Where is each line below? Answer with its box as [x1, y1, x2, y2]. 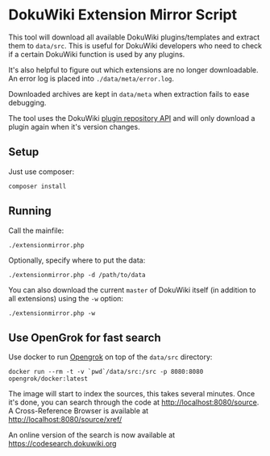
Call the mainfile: [8, 226, 64, 235]
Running [8, 204, 52, 218]
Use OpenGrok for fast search [8, 330, 161, 344]
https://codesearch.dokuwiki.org [8, 439, 117, 449]
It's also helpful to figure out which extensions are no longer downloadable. [8, 64, 259, 74]
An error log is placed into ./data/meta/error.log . [8, 73, 175, 83]
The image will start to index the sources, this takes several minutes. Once [8, 389, 255, 399]
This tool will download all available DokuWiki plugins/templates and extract [8, 32, 260, 42]
